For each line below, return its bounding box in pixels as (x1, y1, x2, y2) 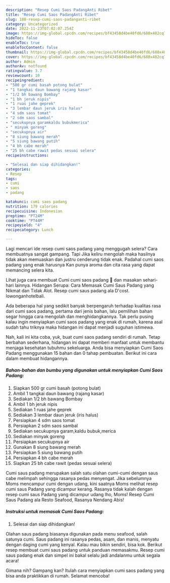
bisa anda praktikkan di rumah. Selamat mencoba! (6, 572, 110, 578)
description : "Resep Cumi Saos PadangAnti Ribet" (6, 7, 112, 13)
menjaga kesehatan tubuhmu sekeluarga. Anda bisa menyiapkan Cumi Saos (6, 345, 163, 351)
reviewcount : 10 (6, 73, 40, 78)
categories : (6, 167, 31, 172)
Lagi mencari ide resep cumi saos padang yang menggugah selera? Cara (6, 246, 158, 251)
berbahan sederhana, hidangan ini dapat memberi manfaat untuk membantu (6, 339, 164, 345)
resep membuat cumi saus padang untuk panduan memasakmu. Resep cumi (6, 547, 165, 553)
